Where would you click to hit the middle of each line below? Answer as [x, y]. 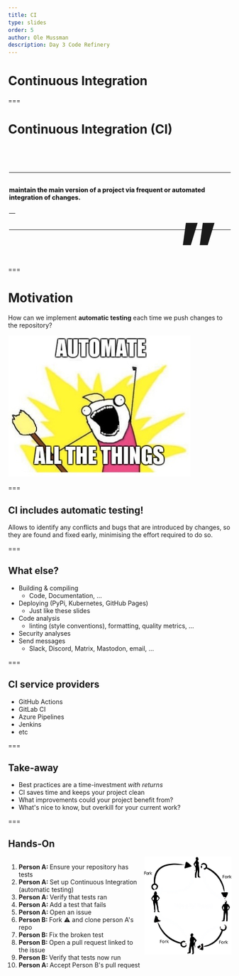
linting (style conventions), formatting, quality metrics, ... [111, 626]
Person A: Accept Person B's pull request [79, 965]
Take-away [33, 768]
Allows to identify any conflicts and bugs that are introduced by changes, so [119, 527]
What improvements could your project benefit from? [96, 800]
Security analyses [44, 633]
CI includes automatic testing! [76, 510]
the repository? [30, 325]
